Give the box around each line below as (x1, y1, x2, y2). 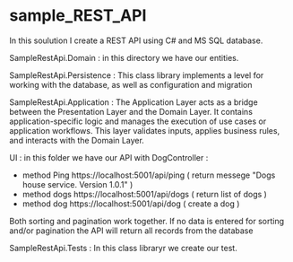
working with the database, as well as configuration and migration (9, 79, 253, 90)
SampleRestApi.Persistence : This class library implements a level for (9, 69, 264, 81)
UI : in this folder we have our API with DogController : (9, 152, 209, 162)
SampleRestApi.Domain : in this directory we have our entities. (9, 52, 239, 63)
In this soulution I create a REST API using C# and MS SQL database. (9, 35, 263, 46)
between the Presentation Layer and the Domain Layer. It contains (9, 106, 254, 117)
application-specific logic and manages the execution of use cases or (9, 116, 267, 127)
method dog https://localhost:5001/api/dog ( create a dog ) (22, 198, 240, 209)
